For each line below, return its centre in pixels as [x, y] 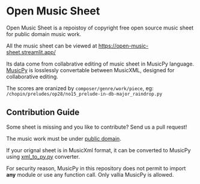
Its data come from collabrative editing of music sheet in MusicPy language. [100, 64]
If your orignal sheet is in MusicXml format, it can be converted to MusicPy [98, 150]
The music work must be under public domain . [64, 138]
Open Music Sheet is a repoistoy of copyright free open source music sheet [100, 28]
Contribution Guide [43, 112]
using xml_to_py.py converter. [43, 156]
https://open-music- [123, 46]
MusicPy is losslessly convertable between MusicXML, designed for [90, 70]
